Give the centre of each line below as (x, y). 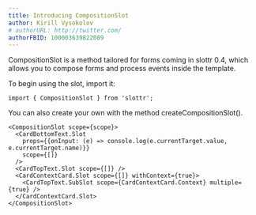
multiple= (226, 183)
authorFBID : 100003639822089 (56, 38)
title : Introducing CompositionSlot (68, 15)
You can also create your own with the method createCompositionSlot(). (126, 113)
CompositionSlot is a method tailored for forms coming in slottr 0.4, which (128, 60)
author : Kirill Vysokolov (51, 23)
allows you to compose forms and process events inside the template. (122, 69)
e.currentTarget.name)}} (49, 148)
